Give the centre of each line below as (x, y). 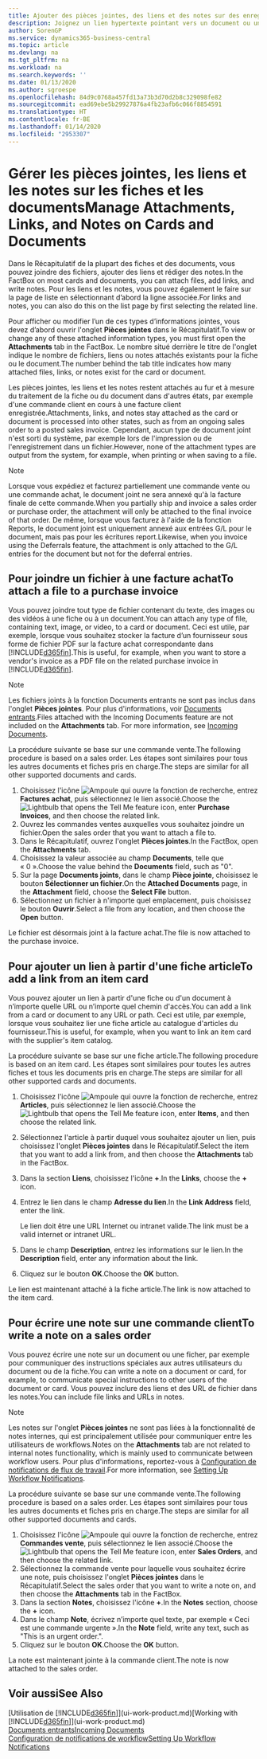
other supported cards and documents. (72, 1081)
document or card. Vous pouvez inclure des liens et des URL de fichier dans (133, 1388)
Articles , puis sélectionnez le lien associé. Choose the (108, 1105)
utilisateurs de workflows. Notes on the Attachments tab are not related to (129, 1444)
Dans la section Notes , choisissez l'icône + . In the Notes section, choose (139, 1602)
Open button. (41, 918)
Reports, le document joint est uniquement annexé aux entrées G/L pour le (130, 528)
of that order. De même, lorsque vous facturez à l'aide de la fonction (120, 519)
